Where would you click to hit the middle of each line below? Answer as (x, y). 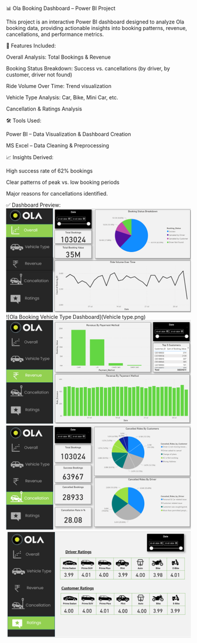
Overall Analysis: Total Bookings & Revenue (59, 57)
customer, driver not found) (39, 75)
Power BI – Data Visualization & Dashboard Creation (69, 134)
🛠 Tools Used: (24, 120)
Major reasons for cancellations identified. (57, 193)
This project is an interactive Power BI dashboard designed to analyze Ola (95, 22)
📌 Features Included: (31, 46)
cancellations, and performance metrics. (55, 34)
